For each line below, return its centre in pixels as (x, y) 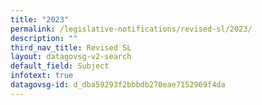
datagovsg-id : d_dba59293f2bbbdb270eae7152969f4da (118, 85)
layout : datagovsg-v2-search (71, 57)
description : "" (44, 38)
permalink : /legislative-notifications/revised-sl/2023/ (131, 29)
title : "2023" (40, 19)
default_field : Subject (60, 66)
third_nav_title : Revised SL (71, 47)
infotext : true (42, 76)
